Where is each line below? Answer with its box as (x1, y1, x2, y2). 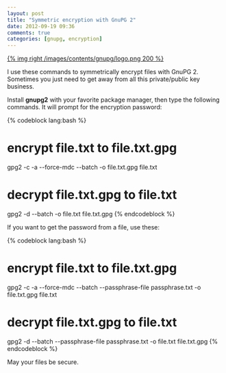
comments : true (7, 29, 51, 36)
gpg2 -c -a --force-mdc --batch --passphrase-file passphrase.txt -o (7, 283, 201, 291)
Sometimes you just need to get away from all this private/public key (7, 75, 201, 83)
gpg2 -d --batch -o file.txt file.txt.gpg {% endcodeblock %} (7, 210, 175, 218)
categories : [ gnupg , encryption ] (7, 36, 103, 43)
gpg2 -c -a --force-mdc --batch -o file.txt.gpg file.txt (7, 163, 158, 172)
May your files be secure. (7, 358, 79, 366)
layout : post (7, 10, 45, 17)
